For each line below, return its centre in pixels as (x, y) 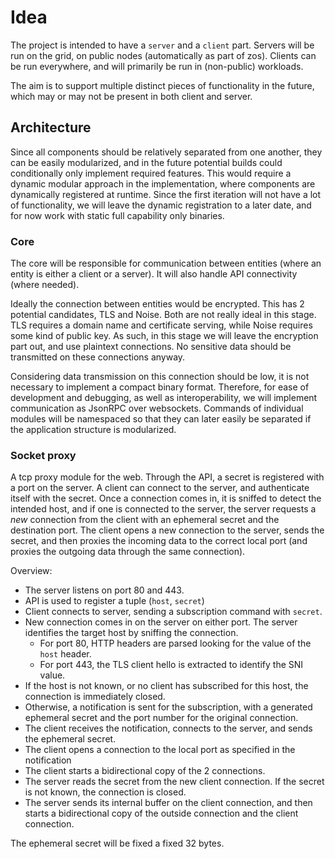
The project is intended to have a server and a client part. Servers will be (162, 45)
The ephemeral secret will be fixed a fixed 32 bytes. (117, 843)
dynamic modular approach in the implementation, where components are (163, 183)
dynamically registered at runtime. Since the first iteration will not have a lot (166, 194)
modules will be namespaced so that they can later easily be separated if (161, 419)
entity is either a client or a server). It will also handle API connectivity (154, 274)
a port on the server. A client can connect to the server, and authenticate (160, 488)
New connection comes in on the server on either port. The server (161, 622)
